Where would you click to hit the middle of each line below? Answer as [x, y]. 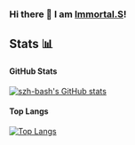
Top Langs [29, 111]
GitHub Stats [33, 71]
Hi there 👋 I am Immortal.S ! [68, 14]
